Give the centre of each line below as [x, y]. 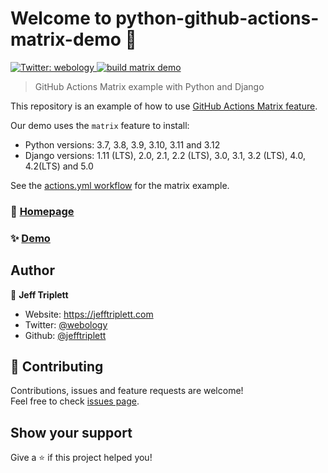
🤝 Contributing [57, 366]
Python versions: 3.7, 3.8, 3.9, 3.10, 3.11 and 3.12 [122, 144]
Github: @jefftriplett [65, 335]
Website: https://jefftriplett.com [89, 314]
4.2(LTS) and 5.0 [59, 166]
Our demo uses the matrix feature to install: [100, 125]
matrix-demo [66, 39]
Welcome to [61, 18]
